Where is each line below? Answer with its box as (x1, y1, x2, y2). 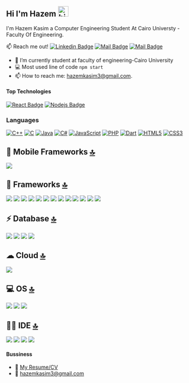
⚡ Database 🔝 (6, 214, 57, 224)
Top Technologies (6, 88, 52, 95)
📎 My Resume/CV (14, 363, 58, 371)
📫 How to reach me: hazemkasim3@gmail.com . (14, 72, 133, 79)
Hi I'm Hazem (6, 9, 56, 19)
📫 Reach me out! (6, 43, 49, 50)
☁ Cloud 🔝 (6, 251, 46, 261)
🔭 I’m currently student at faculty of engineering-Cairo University (14, 56, 174, 64)
